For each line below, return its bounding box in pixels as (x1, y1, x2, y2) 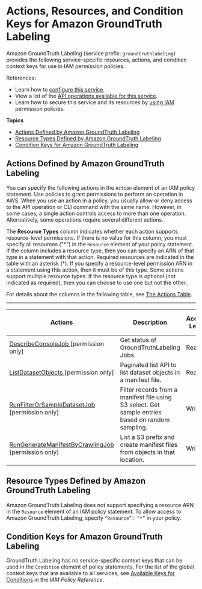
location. (120, 455, 144, 464)
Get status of (120, 335, 157, 344)
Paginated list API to (120, 360, 177, 369)
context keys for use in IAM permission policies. (6, 62, 125, 70)
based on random (120, 416, 170, 424)
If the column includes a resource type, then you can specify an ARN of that (6, 247, 194, 254)
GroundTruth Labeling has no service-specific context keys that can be (6, 557, 183, 564)
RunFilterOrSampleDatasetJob (9, 400, 95, 409)
